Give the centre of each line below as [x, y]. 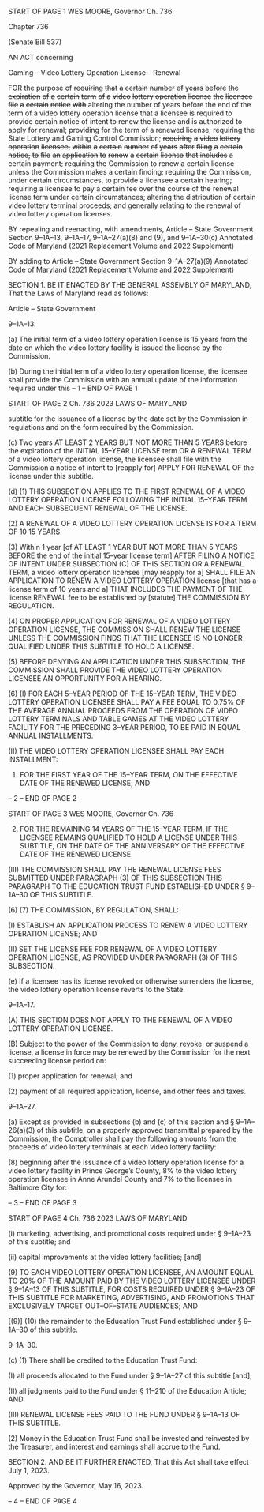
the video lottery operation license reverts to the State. [97, 989]
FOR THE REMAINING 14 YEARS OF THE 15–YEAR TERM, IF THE [124, 829]
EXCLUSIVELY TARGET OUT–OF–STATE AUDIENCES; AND [103, 1306]
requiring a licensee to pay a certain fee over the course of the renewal [123, 188]
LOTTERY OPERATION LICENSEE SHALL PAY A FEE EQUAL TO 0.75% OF [127, 702]
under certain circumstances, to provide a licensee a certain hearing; [120, 180]
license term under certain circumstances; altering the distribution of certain [132, 197]
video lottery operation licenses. [60, 214]
